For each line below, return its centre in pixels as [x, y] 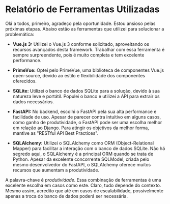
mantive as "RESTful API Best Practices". [55, 133]
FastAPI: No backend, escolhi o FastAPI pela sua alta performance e [84, 111]
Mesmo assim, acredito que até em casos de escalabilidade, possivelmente [84, 191]
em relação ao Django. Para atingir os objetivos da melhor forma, [81, 128]
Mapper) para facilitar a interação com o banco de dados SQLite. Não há [89, 148]
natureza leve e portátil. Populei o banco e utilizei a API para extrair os [86, 96]
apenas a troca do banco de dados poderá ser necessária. [67, 196]
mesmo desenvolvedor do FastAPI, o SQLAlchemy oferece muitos [82, 164]
